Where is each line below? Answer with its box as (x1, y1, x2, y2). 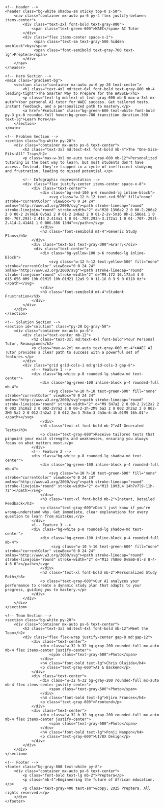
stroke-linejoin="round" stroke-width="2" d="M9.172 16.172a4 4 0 (5, 272, 144, 277)
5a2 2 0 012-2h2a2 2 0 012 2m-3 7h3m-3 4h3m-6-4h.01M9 (14, 410, 129, 415)
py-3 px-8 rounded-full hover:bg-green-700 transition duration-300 (5, 112, 148, 117)
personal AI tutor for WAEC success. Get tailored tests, (29, 100, 151, 105)
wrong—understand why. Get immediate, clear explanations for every (5, 510, 148, 514)
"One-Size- (137, 147, 160, 152)
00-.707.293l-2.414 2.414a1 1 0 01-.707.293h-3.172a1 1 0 (5, 216, 126, 221)
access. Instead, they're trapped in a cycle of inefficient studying (5, 164, 153, 169)
